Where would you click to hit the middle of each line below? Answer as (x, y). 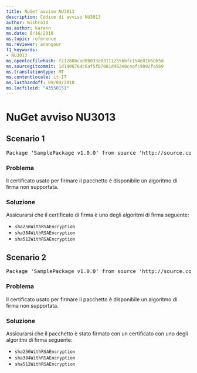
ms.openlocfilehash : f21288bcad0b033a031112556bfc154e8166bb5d (85, 61)
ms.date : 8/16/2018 (30, 34)
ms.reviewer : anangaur (34, 45)
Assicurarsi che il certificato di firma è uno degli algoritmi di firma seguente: (98, 215)
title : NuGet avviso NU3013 (40, 11)
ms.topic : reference (31, 39)
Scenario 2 (26, 257)
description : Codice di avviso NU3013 (53, 17)
